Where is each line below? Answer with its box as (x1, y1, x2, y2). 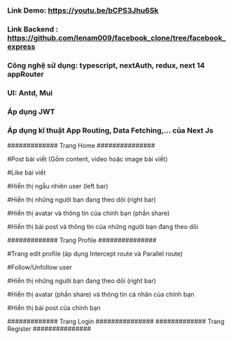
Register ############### (7, 324, 92, 333)
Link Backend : (7, 24, 58, 34)
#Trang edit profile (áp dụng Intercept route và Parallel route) (7, 249, 183, 258)
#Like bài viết (7, 168, 46, 177)
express (7, 41, 36, 51)
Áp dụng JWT (7, 107, 55, 117)
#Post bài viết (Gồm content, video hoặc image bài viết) (7, 154, 168, 163)
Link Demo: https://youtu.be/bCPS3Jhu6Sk (7, 6, 159, 15)
